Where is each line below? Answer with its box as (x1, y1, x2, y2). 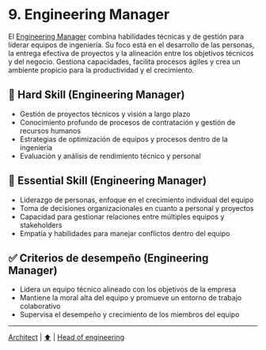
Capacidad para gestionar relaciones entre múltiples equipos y (19, 212, 225, 221)
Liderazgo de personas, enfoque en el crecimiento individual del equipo (19, 195, 254, 205)
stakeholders (19, 220, 63, 230)
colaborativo (19, 302, 61, 311)
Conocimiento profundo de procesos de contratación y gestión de (19, 117, 236, 127)
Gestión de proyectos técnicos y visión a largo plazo (19, 109, 191, 119)
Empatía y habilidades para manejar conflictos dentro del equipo (19, 228, 230, 238)
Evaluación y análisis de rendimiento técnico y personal (19, 151, 201, 160)
